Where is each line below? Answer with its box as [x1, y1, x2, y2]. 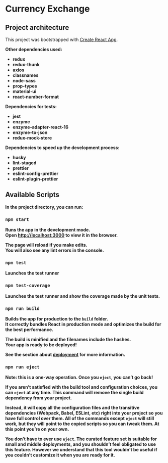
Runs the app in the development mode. [5, 227, 91, 233]
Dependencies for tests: [5, 104, 57, 109]
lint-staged [12, 160, 37, 166]
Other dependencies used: [5, 47, 62, 52]
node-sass [12, 78, 36, 83]
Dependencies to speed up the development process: [5, 145, 120, 151]
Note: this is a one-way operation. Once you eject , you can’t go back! [5, 375, 153, 381]
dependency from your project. [5, 395, 72, 401]
